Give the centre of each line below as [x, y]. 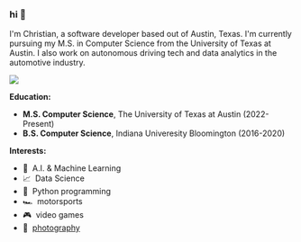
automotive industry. [47, 63]
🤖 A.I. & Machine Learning [72, 168]
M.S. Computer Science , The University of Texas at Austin [132, 114]
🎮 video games [53, 215]
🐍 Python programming [66, 192]
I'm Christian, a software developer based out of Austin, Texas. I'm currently [151, 34]
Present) [38, 124]
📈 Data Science [54, 178]
